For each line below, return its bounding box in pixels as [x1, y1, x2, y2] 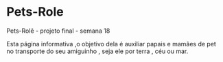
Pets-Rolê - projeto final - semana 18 [6, 27, 110, 35]
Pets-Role [6, 4, 64, 20]
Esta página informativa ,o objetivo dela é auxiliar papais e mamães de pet [6, 40, 217, 48]
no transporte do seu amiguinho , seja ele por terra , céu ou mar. [6, 47, 189, 55]
